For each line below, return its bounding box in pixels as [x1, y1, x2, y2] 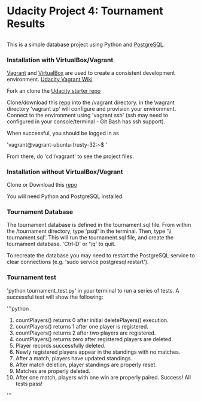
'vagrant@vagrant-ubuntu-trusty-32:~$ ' [7, 141, 108, 148]
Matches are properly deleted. [15, 367, 90, 375]
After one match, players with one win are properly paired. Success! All [15, 373, 191, 381]
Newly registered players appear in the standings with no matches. [15, 348, 181, 356]
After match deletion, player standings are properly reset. [15, 361, 157, 368]
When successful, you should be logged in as [7, 129, 119, 136]
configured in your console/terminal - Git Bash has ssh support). [7, 118, 166, 125]
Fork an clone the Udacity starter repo [7, 87, 101, 94]
